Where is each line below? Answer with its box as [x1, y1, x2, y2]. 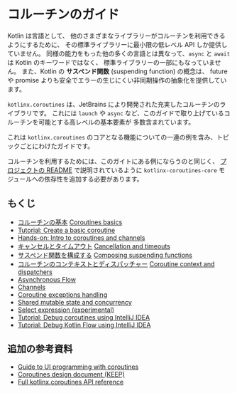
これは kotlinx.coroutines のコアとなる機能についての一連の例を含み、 [7, 132, 217, 141]
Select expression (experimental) [17, 305, 115, 314]
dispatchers [17, 268, 53, 276]
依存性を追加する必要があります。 [44, 174, 143, 183]
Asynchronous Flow [17, 275, 77, 283]
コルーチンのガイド [7, 6, 120, 23]
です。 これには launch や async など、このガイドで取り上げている [31, 108, 225, 117]
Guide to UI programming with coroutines [17, 362, 139, 371]
